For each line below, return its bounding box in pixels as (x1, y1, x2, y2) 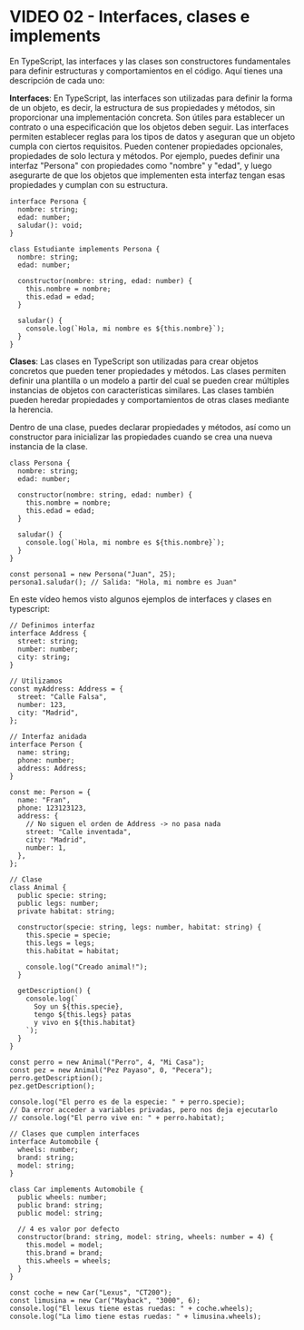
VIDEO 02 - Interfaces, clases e (9, 6, 250, 27)
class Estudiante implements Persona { (9, 244, 161, 253)
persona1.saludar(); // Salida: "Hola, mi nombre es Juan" (9, 577, 238, 586)
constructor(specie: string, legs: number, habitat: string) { (17, 922, 261, 931)
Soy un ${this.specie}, (33, 1001, 124, 1011)
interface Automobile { (9, 1137, 100, 1146)
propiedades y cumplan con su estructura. (9, 179, 168, 190)
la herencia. (9, 404, 54, 415)
